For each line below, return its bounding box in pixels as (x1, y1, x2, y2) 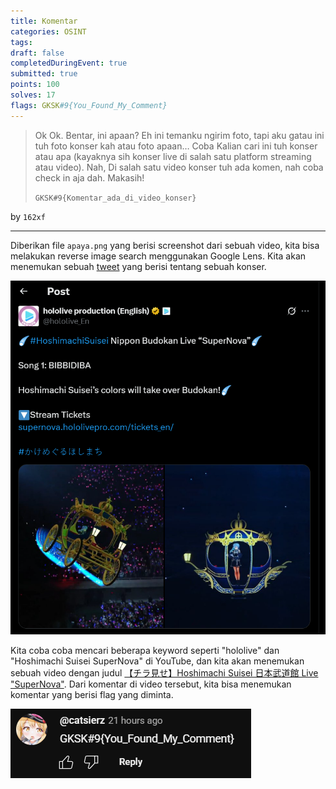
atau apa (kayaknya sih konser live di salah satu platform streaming (34, 150, 312, 162)
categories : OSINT (10, 26, 87, 37)
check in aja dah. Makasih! (34, 171, 145, 184)
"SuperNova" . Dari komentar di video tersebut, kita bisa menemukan (10, 678, 292, 690)
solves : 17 (10, 90, 56, 100)
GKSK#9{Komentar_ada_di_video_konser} (34, 193, 197, 203)
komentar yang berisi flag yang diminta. (10, 689, 174, 701)
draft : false (10, 48, 65, 58)
